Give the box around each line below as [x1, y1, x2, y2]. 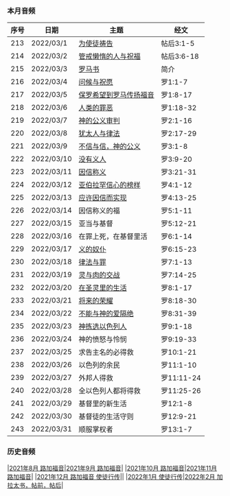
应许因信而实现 [78, 193, 127, 203]
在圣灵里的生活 [78, 283, 127, 293]
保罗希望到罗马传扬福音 [78, 91, 154, 100]
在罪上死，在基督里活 [78, 232, 148, 241]
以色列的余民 [78, 360, 120, 370]
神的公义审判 [78, 116, 120, 126]
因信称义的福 [78, 206, 120, 215]
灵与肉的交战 [78, 270, 120, 280]
